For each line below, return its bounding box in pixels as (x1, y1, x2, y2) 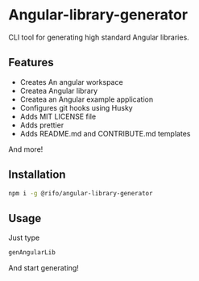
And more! (8, 144, 44, 154)
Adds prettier (19, 120, 64, 130)
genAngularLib (8, 249, 56, 257)
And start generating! (8, 263, 79, 273)
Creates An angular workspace (19, 77, 123, 86)
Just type (8, 233, 40, 243)
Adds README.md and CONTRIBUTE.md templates (19, 128, 191, 138)
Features (8, 56, 54, 69)
